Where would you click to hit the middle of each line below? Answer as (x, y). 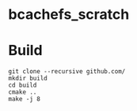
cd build (23, 85)
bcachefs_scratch (69, 15)
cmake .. (23, 92)
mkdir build (28, 79)
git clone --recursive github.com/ (67, 72)
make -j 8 (25, 99)
